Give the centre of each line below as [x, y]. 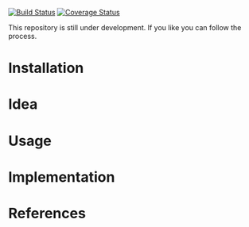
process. [23, 36]
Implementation [62, 177]
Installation [46, 68]
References [47, 213]
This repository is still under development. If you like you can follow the [125, 27]
